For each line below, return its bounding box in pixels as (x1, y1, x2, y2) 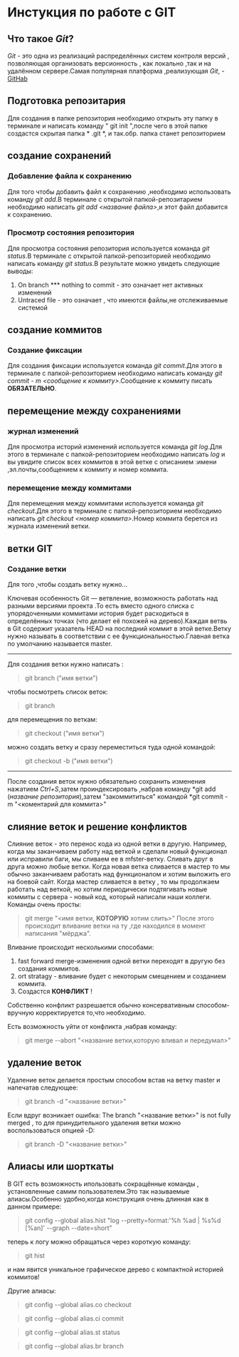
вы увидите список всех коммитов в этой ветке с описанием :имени (7, 458, 217, 466)
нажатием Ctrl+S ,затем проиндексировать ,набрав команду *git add (7, 785, 216, 794)
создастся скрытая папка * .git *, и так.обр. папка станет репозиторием (7, 129, 225, 138)
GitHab (7, 74, 28, 83)
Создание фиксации (7, 345, 83, 355)
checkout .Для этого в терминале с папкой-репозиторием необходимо (7, 507, 222, 516)
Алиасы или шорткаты (7, 1160, 114, 1173)
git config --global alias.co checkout (24, 1300, 132, 1309)
